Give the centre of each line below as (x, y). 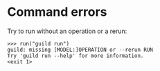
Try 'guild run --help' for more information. (75, 56)
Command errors (57, 12)
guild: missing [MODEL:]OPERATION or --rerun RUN (80, 50)
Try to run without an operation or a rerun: (67, 31)
